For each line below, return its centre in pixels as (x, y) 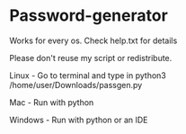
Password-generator (89, 16)
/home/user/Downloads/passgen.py (76, 85)
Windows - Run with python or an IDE (79, 120)
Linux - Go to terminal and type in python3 (88, 75)
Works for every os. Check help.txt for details (93, 40)
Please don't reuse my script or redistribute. (91, 58)
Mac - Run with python (52, 102)
